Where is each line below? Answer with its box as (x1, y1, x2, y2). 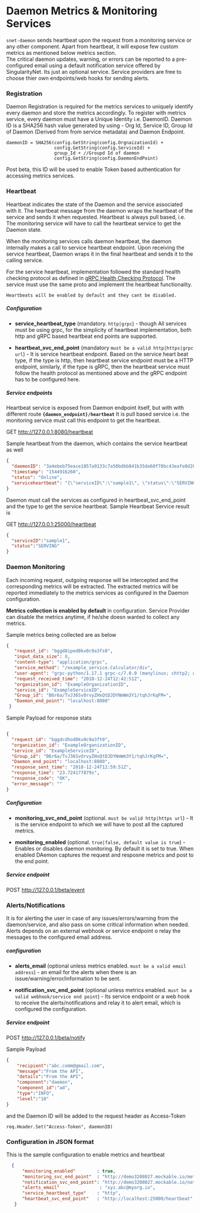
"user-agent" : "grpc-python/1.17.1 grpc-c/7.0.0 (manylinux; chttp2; (14, 670, 190, 676)
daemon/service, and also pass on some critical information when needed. (6, 920, 189, 928)
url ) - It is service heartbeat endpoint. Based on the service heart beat (14, 350, 189, 357)
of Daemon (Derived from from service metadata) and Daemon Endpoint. (6, 128, 186, 135)
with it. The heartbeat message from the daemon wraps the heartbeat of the (6, 207, 193, 214)
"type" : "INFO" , (17, 1090, 55, 1097)
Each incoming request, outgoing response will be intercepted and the (6, 576, 179, 583)
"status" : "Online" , (11, 475, 62, 481)
